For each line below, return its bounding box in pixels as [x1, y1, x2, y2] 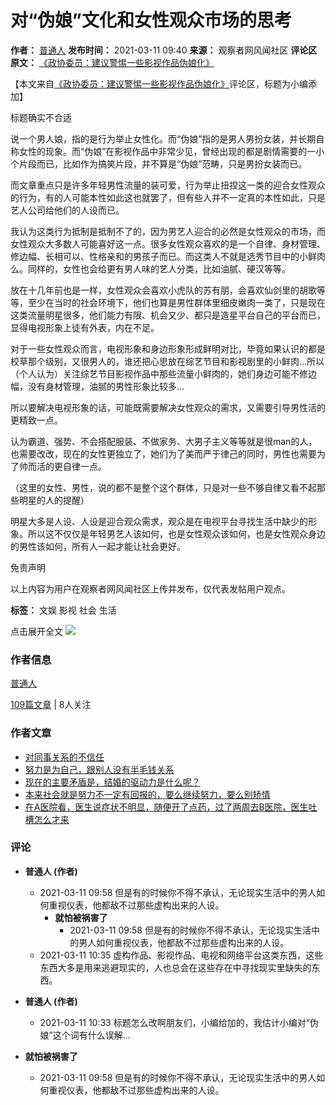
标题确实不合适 [10, 111, 72, 123]
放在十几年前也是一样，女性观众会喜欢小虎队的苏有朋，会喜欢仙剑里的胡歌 [10, 284, 317, 296]
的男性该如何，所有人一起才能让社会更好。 [10, 540, 186, 552]
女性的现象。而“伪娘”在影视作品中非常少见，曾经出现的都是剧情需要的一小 [18, 145, 325, 157]
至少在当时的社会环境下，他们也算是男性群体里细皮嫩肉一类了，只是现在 [27, 296, 326, 308]
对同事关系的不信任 [24, 751, 105, 763]
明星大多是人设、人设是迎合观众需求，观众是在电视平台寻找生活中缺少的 [10, 515, 308, 527]
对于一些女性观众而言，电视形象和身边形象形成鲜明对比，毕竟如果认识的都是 [10, 342, 326, 355]
